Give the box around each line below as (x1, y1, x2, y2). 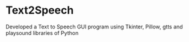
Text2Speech (5, 4, 74, 17)
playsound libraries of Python (5, 29, 79, 36)
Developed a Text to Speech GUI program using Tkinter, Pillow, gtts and (5, 23, 183, 30)
